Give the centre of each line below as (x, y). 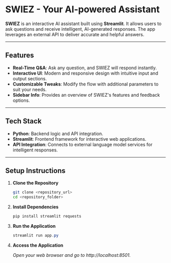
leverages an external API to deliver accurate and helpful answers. (75, 34)
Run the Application (34, 226)
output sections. (30, 78)
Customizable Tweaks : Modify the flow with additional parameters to (85, 84)
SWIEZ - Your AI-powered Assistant (82, 9)
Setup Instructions (35, 171)
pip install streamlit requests (47, 216)
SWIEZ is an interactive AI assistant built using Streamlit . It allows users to (83, 24)
